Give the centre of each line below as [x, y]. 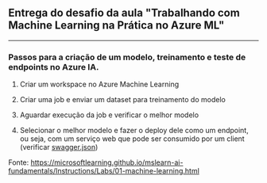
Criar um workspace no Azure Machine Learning [99, 84]
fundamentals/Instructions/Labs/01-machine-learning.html [104, 171]
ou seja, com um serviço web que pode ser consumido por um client [132, 139]
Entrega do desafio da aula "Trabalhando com [124, 13]
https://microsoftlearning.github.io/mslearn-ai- [107, 162]
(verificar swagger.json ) [59, 147]
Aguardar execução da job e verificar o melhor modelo [109, 115]
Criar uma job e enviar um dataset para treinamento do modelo [123, 100]
